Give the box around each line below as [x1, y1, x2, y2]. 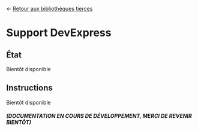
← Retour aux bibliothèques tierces [6, 5, 93, 12]
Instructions [6, 83, 53, 93]
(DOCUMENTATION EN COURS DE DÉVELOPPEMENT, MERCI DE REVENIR [6, 112, 192, 120]
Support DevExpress [6, 26, 112, 39]
